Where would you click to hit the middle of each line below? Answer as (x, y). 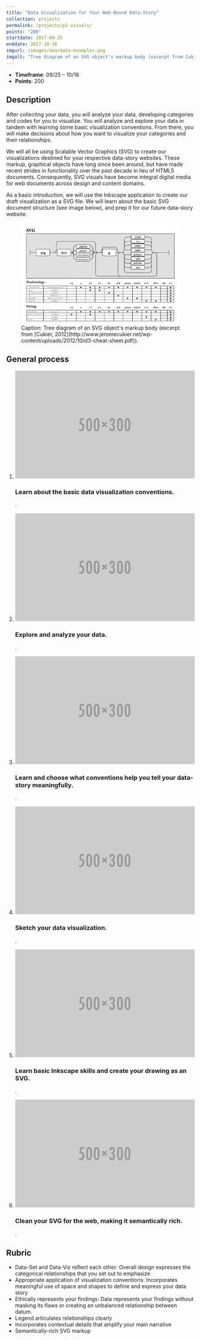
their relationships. (29, 140)
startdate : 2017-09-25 (34, 38)
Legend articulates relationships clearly (63, 1318)
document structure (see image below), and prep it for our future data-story (100, 207)
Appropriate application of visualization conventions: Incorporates (96, 1280)
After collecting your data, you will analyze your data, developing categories (100, 114)
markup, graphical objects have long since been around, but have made (95, 164)
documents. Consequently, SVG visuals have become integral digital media (99, 177)
